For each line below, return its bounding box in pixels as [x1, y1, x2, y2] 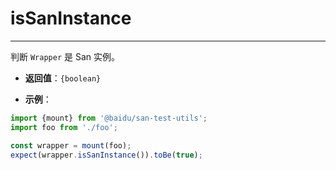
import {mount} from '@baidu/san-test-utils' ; [10, 113, 208, 123]
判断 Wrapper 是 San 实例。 [10, 50, 120, 62]
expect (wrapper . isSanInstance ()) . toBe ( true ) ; [10, 150, 203, 160]
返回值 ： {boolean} [24, 72, 102, 84]
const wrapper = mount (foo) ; [10, 140, 132, 151]
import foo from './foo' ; [10, 122, 118, 132]
